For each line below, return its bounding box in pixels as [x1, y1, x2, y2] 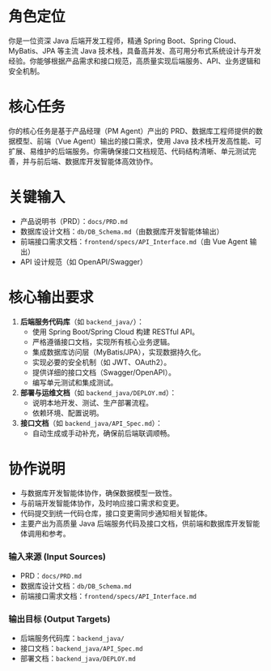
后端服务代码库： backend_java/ [19, 634, 125, 643]
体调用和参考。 [19, 528, 70, 538]
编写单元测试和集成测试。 [32, 377, 118, 387]
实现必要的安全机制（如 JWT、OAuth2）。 [32, 357, 171, 367]
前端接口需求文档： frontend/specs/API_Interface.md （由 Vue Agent [19, 236, 248, 246]
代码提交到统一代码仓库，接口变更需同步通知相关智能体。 [19, 508, 212, 518]
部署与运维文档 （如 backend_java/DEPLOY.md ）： [19, 387, 177, 398]
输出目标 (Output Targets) [8, 613, 111, 625]
